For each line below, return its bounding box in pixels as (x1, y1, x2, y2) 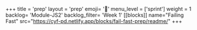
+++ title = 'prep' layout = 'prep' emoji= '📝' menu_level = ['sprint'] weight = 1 (5, 6, 192, 12)
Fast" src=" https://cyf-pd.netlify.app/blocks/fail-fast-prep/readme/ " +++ (5, 18, 182, 24)
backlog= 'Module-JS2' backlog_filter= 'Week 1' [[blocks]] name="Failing (5, 12, 184, 18)
